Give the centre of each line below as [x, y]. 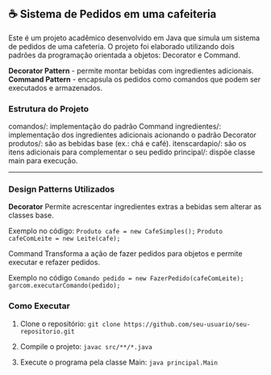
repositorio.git [47, 331]
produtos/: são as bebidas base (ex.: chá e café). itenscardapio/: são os [127, 144]
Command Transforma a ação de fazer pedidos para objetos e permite [125, 254]
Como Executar [39, 306]
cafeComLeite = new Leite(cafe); [65, 239]
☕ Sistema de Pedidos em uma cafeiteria [113, 14]
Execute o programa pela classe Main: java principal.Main [119, 362]
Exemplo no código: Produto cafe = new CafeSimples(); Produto [116, 231]
